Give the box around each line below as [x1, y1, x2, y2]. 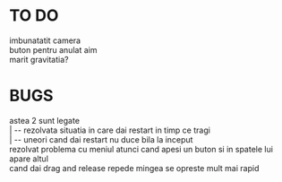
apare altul [9, 153, 49, 164]
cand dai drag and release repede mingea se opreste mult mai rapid [9, 162, 260, 173]
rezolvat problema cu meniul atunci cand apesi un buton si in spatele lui [9, 143, 273, 154]
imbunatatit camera [9, 35, 81, 46]
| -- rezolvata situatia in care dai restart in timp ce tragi [9, 125, 210, 135]
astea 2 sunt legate [9, 115, 81, 126]
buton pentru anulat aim [9, 44, 98, 55]
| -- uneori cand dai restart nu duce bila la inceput [9, 134, 193, 144]
